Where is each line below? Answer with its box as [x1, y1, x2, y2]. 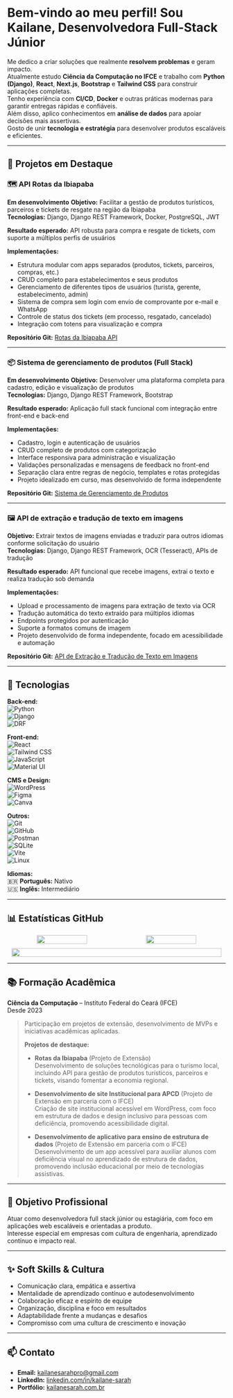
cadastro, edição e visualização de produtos [7, 383, 134, 391]
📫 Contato [7, 1347, 55, 1358]
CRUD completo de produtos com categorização [17, 445, 157, 454]
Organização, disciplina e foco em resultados [17, 1304, 147, 1312]
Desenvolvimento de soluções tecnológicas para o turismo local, [34, 1061, 220, 1070]
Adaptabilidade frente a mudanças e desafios [17, 1312, 148, 1320]
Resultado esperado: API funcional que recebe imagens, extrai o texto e [7, 567, 215, 575]
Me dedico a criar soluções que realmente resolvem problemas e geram [7, 57, 215, 65]
